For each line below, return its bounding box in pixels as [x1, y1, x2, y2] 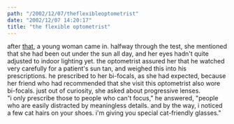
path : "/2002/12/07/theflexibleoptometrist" [7, 10, 139, 17]
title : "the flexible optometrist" [7, 23, 111, 30]
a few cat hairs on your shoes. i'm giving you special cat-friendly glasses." [7, 109, 221, 117]
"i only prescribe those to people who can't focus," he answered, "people [7, 94, 219, 102]
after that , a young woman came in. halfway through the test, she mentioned [7, 42, 228, 51]
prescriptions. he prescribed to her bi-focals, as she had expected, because [7, 72, 226, 80]
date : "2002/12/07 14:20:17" [7, 17, 92, 24]
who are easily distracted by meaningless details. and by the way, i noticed [7, 102, 223, 110]
